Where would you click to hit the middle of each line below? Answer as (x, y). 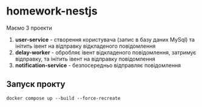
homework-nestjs (52, 11)
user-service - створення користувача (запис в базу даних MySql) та (105, 39)
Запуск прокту (36, 84)
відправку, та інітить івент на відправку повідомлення (85, 59)
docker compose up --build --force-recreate (63, 98)
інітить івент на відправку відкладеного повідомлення (85, 46)
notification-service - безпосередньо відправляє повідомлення (98, 65)
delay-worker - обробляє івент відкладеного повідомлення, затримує (106, 52)
